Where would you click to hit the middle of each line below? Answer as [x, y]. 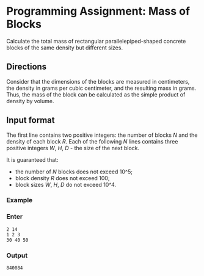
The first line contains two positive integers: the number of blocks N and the [102, 135]
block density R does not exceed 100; [62, 178]
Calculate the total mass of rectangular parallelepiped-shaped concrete [96, 41]
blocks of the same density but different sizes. [65, 48]
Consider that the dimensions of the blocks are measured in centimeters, [98, 81]
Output [17, 255]
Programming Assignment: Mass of [98, 11]
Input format [31, 120]
